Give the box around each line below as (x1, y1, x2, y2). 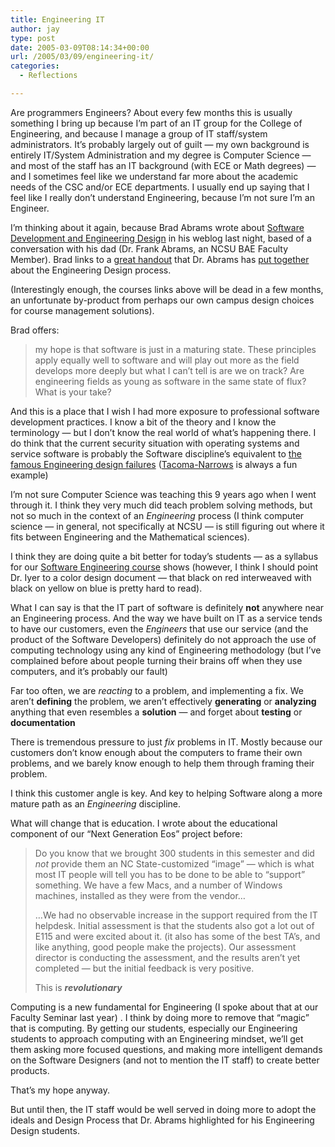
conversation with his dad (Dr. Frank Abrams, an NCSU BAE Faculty (10, 242, 289, 255)
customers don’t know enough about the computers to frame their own (10, 746, 303, 758)
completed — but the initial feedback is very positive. (34, 962, 255, 974)
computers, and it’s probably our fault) (10, 665, 168, 677)
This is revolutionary (34, 981, 123, 993)
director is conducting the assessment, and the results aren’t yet (34, 951, 301, 963)
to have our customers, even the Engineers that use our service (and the (10, 622, 309, 635)
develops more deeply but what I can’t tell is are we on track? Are (34, 364, 305, 376)
